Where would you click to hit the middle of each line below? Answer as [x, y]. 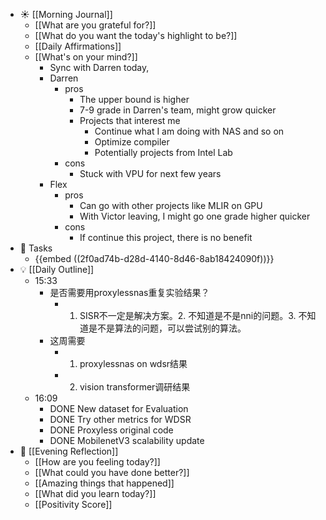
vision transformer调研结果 [135, 387]
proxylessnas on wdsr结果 [133, 363]
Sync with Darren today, [99, 67]
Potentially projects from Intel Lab [163, 152]
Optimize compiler [132, 142]
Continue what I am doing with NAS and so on [189, 131]
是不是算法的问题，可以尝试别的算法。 [167, 328]
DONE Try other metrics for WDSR [120, 419]
